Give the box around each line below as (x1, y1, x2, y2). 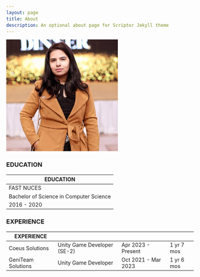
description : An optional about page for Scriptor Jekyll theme (6, 22, 169, 28)
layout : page (6, 10, 39, 15)
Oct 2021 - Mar (121, 256, 161, 263)
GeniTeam (8, 256, 34, 263)
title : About (6, 15, 39, 22)
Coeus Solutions (8, 244, 49, 251)
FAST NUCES (8, 185, 42, 192)
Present (121, 248, 141, 255)
